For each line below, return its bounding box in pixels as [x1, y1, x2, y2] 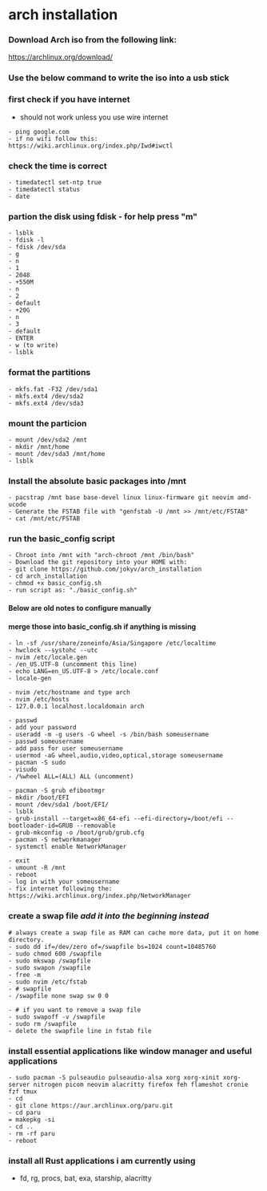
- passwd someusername [8, 737, 84, 746]
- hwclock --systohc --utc [8, 647, 98, 655]
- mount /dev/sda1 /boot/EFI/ [8, 801, 110, 809]
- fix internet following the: [8, 885, 113, 893]
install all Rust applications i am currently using [8, 1155, 196, 1166]
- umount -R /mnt [8, 864, 66, 872]
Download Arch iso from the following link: [8, 34, 177, 46]
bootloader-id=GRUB [8, 822, 74, 830]
